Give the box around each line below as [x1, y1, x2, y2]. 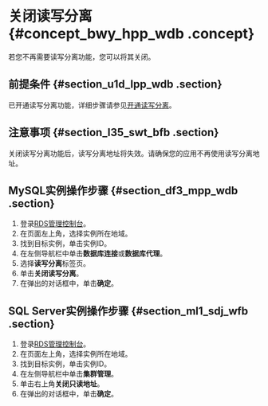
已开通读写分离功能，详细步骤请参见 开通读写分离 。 [8, 100, 176, 110]
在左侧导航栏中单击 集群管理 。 [19, 369, 118, 379]
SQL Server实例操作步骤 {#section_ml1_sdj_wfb [8, 304, 249, 318]
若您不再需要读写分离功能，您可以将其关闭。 [8, 52, 156, 61]
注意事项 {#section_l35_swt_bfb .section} [8, 126, 219, 139]
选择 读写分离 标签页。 [19, 259, 90, 268]
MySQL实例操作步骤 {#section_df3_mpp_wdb [8, 184, 238, 197]
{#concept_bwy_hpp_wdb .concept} [8, 25, 255, 43]
